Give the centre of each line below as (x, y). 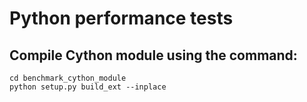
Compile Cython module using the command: (153, 55)
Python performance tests (121, 18)
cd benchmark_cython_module (68, 78)
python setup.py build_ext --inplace (88, 87)
